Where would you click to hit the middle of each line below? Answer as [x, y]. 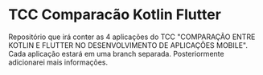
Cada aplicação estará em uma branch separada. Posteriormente [116, 53]
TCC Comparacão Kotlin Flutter [115, 15]
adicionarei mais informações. [58, 62]
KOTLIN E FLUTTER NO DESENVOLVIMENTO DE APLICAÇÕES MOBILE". [128, 45]
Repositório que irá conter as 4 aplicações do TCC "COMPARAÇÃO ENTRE [132, 37]
